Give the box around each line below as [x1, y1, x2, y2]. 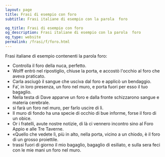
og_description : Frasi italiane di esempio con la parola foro [5, 30, 141, 35]
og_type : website [5, 35, 41, 40]
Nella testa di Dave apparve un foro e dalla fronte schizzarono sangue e [12, 94, 160, 100]
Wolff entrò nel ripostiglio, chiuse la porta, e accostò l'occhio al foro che [12, 68, 160, 74]
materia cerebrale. [12, 99, 50, 105]
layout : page [5, 7, 32, 12]
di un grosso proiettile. [12, 136, 59, 142]
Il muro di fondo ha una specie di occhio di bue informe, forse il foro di [12, 110, 157, 116]
